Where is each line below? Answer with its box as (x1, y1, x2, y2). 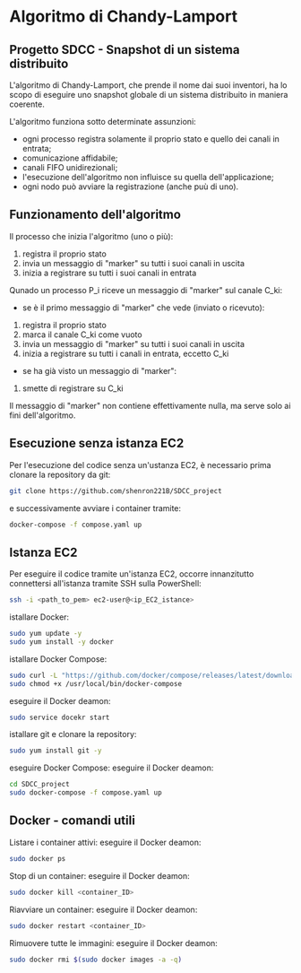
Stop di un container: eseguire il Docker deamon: (9, 870, 190, 881)
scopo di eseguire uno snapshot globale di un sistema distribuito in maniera (9, 90, 288, 100)
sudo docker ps (9, 854, 66, 863)
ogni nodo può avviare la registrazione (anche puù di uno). (21, 181, 239, 192)
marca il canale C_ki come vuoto (21, 329, 142, 340)
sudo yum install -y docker (9, 637, 115, 647)
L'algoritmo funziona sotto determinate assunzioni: (9, 117, 197, 126)
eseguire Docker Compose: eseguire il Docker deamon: (9, 762, 214, 773)
